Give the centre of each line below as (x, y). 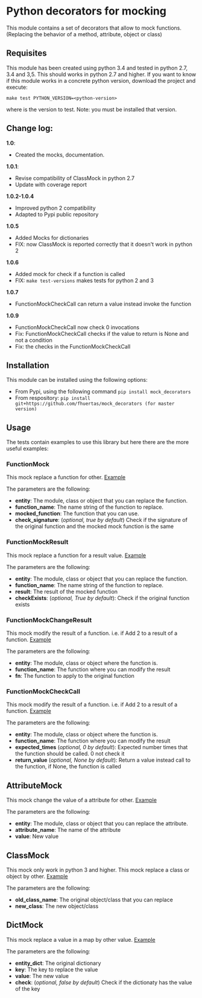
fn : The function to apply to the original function (74, 676)
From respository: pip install (52, 398)
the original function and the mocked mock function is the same (94, 526)
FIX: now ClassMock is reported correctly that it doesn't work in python (104, 244)
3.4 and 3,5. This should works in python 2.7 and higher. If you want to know (101, 74)
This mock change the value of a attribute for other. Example (81, 800)
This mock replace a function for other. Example (66, 477)
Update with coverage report (51, 184)
